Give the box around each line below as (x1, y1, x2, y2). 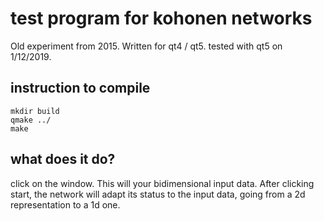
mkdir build (10, 106, 60, 116)
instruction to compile (10, 80, 151, 97)
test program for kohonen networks (10, 7, 313, 30)
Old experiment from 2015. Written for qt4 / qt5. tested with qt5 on (10, 40, 283, 52)
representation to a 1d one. (10, 198, 121, 211)
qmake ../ (10, 115, 52, 125)
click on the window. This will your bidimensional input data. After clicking (10, 177, 315, 189)
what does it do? (10, 151, 116, 168)
